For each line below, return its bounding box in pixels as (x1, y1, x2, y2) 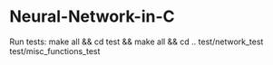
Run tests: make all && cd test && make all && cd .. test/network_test (9, 36, 264, 47)
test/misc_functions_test (9, 45, 101, 56)
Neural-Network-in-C (9, 6, 175, 27)
